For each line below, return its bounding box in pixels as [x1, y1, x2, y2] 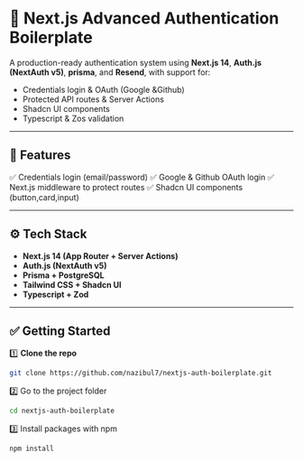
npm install [9, 444, 54, 454]
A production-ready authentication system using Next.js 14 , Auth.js [9, 57, 262, 68]
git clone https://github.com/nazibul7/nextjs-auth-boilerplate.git [9, 369, 272, 378]
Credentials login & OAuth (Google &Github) [22, 84, 185, 95]
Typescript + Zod [22, 289, 89, 300]
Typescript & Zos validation [22, 113, 124, 124]
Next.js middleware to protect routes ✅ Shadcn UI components [9, 181, 243, 192]
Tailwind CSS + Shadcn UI [22, 279, 122, 290]
